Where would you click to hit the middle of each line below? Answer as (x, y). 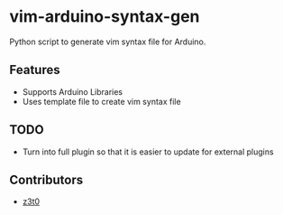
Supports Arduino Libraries (73, 91)
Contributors (46, 179)
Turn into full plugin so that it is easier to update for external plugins (148, 152)
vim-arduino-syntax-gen (105, 17)
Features (35, 70)
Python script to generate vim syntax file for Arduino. (108, 42)
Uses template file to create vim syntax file (102, 101)
